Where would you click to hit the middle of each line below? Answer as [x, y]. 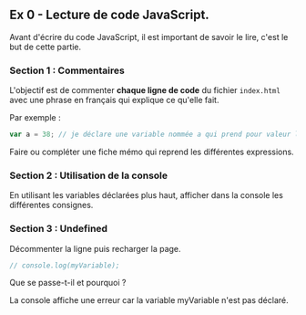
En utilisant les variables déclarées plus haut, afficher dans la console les [147, 195]
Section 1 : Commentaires [67, 70]
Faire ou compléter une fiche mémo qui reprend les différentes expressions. [152, 152]
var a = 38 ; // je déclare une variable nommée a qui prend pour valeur [150, 135]
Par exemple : [35, 118]
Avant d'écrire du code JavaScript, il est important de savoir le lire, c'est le [149, 37]
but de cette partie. [46, 47]
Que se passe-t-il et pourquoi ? [68, 283]
